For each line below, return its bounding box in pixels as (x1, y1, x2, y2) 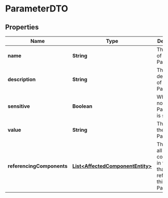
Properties (5, 23, 39, 31)
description (7, 76, 36, 83)
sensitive (7, 103, 30, 110)
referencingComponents (7, 163, 67, 170)
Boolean (72, 103, 92, 110)
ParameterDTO (5, 3, 68, 14)
